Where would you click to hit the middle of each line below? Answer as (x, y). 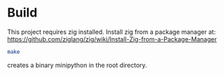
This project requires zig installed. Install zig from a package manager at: (112, 32)
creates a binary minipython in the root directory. (77, 65)
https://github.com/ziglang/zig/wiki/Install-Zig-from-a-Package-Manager (112, 39)
